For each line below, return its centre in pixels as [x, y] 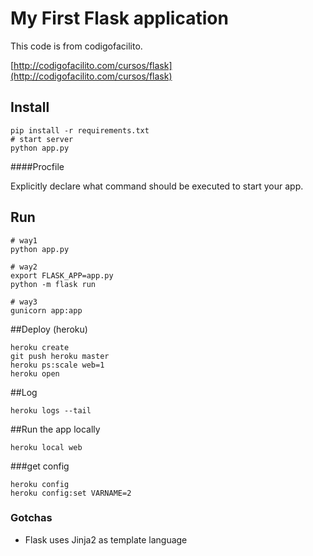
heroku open [35, 373]
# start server [42, 139]
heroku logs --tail [51, 410]
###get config [40, 466]
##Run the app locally [55, 429]
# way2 [24, 267]
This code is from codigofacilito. [76, 46]
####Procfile [37, 166]
